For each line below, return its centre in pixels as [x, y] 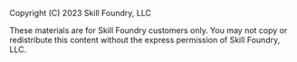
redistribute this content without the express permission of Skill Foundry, [145, 40]
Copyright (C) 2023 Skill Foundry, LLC [81, 13]
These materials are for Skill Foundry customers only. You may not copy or [148, 30]
